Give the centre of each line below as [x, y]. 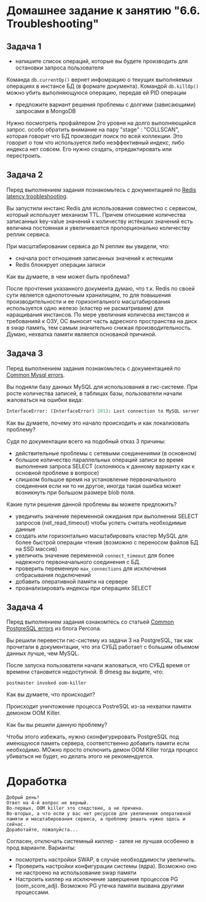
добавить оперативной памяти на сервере [71, 581]
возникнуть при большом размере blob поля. [75, 492]
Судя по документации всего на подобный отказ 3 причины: [86, 441]
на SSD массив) [36, 549]
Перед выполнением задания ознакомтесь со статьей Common [90, 622]
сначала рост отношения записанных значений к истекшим [94, 258]
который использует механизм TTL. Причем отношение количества [96, 214]
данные [25, 529]
